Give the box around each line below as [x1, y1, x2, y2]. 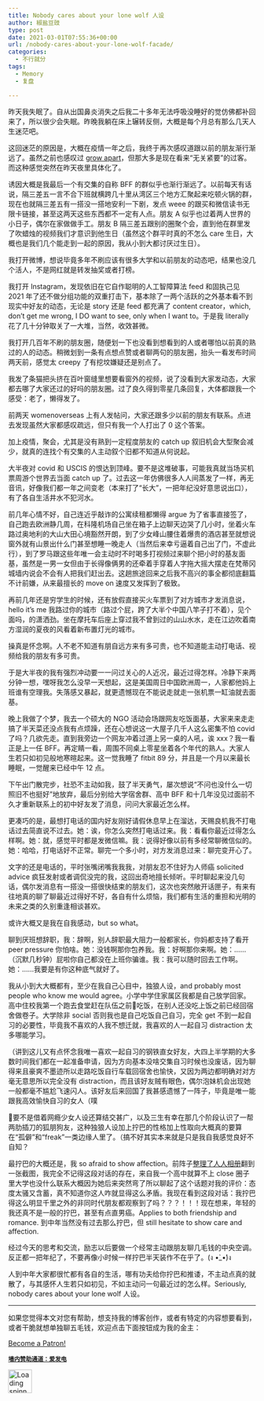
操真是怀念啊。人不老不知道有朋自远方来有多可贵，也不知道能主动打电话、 [8, 641, 249, 651]
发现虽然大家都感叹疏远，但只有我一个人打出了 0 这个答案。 [14, 420, 210, 429]
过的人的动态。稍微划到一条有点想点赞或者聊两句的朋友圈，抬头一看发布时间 [8, 347, 256, 357]
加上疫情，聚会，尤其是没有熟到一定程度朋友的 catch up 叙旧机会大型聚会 [8, 437, 247, 446]
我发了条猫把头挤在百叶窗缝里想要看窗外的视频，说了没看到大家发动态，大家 [8, 374, 256, 383]
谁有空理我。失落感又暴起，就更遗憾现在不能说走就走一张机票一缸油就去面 [14, 687, 256, 696]
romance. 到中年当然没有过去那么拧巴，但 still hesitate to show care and [8, 1217, 243, 1227]
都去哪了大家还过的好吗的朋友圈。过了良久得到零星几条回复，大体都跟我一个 [8, 383, 256, 393]
